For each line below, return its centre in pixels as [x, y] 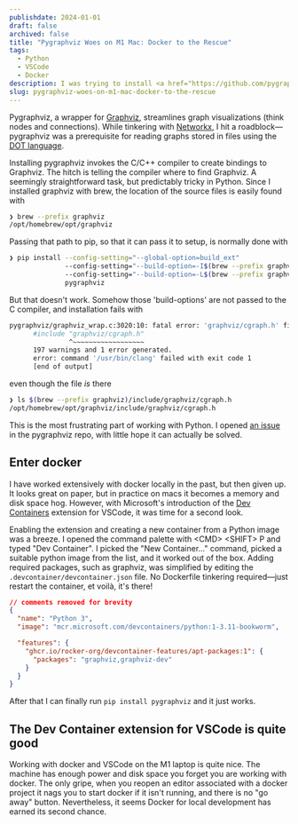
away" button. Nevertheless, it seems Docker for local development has [141, 802]
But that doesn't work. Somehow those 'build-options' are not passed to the [148, 299]
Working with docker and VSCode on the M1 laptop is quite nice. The [135, 765]
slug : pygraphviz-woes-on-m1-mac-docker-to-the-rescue [113, 91]
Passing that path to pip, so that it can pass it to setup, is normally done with [149, 242]
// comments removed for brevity [71, 602]
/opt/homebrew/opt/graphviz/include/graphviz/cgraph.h [113, 408]
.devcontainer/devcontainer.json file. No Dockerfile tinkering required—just [149, 576]
